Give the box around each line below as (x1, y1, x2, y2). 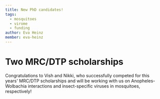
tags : (5, 12, 16, 17)
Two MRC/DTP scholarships (5, 56, 124, 67)
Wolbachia (5, 83, 27, 89)
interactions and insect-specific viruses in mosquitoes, (27, 83, 141, 89)
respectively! (5, 88, 32, 94)
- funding (9, 26, 30, 31)
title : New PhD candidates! (5, 7, 64, 12)
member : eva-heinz (5, 35, 43, 40)
